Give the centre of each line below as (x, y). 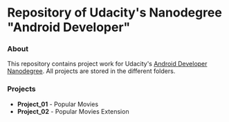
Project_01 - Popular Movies (58, 104)
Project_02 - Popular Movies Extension (73, 111)
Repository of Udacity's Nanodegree (115, 13)
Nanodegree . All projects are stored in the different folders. (91, 71)
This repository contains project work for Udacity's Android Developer (107, 64)
